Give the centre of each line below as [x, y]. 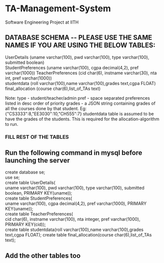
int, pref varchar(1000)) [29, 78]
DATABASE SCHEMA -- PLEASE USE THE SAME [79, 38]
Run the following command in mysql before [74, 153]
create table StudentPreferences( [39, 198]
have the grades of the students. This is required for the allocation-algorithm [82, 119]
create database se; [25, 172]
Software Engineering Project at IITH [42, 22]
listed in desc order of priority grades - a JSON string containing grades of [80, 103]
